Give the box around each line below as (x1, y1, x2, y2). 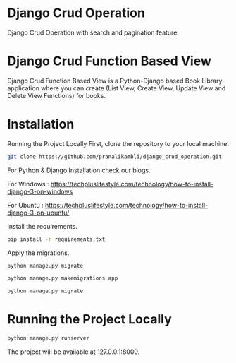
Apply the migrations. (7, 249, 70, 257)
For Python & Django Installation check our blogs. (7, 166, 151, 174)
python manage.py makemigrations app (7, 275, 118, 282)
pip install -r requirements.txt (7, 235, 106, 243)
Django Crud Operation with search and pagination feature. (7, 28, 180, 37)
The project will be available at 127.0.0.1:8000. (7, 347, 140, 356)
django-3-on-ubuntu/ (7, 208, 70, 217)
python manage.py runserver (7, 335, 90, 342)
